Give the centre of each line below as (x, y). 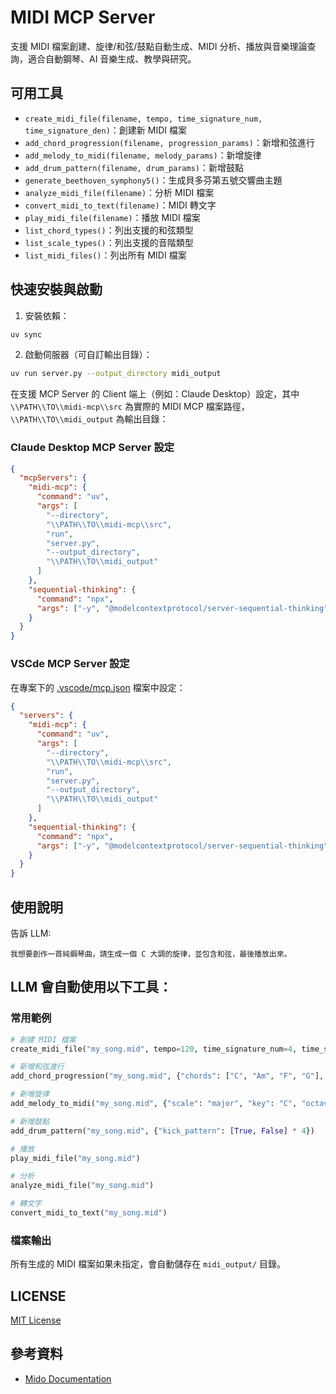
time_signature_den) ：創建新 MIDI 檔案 (105, 130)
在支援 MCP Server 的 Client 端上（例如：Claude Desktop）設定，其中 (155, 394)
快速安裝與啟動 (56, 289)
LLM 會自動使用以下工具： (91, 987)
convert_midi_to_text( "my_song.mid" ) (89, 1213)
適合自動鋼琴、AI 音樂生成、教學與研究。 (112, 58)
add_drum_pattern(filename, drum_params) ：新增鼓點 (134, 167)
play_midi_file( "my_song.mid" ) (75, 1158)
